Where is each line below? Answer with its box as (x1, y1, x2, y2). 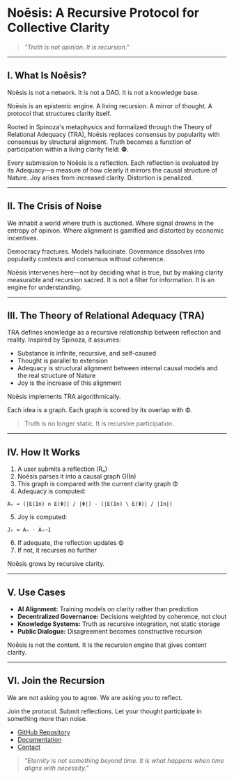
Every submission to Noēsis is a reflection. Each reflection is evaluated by (7, 159, 219, 167)
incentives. (7, 233, 39, 242)
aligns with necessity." (24, 764, 89, 772)
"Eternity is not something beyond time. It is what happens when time (24, 756, 224, 764)
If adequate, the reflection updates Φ (17, 539, 124, 547)
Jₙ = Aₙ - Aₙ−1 (7, 526, 52, 534)
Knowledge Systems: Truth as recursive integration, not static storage (17, 620, 221, 628)
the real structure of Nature (17, 372, 96, 380)
